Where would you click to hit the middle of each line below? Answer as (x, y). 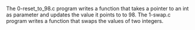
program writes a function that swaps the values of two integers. (85, 21)
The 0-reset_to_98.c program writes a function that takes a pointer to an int (97, 9)
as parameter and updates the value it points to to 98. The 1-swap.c (89, 15)
